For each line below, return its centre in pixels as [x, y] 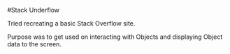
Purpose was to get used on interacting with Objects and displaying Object [115, 37]
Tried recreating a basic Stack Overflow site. [71, 23]
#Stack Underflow [34, 10]
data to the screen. [34, 44]
